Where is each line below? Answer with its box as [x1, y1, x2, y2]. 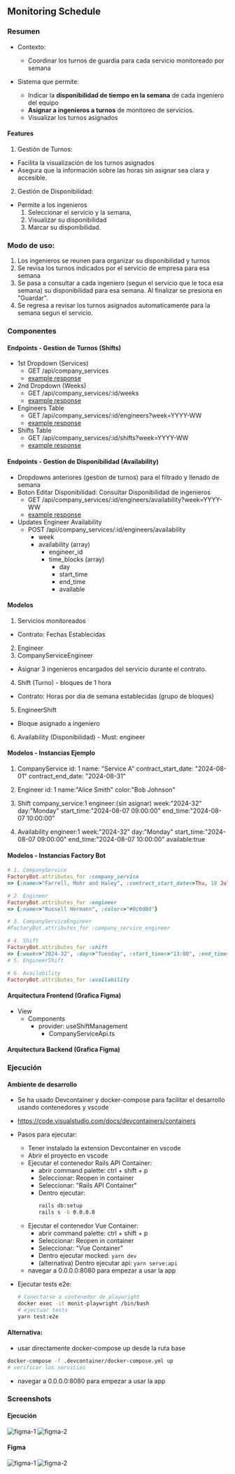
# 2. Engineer [7, 892, 49, 899]
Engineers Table [17, 404, 64, 413]
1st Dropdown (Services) [17, 359, 89, 368]
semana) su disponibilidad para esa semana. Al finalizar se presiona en [17, 286, 222, 295]
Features [7, 129, 34, 138]
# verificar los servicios [7, 1364, 86, 1371]
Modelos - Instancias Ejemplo [7, 749, 96, 757]
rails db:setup [38, 1202, 83, 1209]
